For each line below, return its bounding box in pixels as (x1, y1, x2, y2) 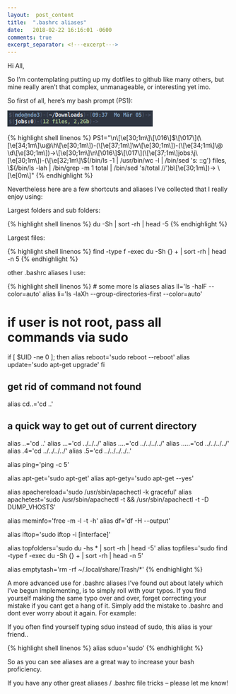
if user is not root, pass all (7, 315, 162, 330)
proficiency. (7, 665, 42, 673)
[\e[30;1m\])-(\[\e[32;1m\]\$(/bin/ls (7, 156, 108, 165)
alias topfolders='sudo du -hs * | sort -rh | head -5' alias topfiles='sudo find (7, 543, 228, 552)
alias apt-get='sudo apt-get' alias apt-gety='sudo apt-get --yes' (7, 474, 194, 482)
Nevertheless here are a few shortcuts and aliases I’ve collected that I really (7, 185, 228, 194)
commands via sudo (7, 330, 129, 346)
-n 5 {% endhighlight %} (7, 255, 78, 263)
